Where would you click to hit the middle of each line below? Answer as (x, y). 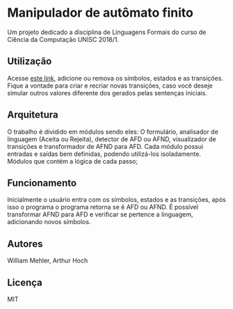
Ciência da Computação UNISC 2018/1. (63, 39)
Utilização (30, 62)
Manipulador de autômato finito (100, 13)
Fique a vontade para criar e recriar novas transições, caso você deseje (110, 86)
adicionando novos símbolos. (49, 222)
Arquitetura (33, 115)
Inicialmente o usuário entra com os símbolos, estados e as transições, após (116, 200)
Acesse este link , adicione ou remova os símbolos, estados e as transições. (115, 78)
